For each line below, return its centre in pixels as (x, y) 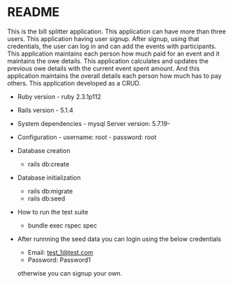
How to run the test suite (53, 212)
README (33, 12)
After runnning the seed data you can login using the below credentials (119, 239)
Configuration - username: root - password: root (87, 137)
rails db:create (48, 164)
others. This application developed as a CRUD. (74, 83)
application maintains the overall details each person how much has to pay (114, 76)
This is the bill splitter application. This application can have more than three (117, 31)
